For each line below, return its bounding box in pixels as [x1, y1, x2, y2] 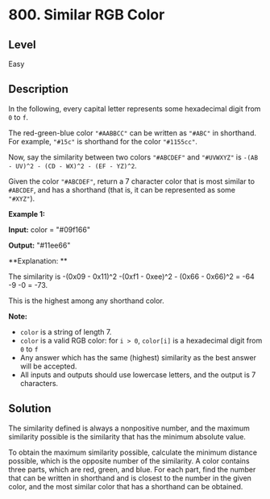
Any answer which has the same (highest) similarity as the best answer [19, 352, 256, 362]
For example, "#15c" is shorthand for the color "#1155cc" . [8, 136, 197, 146]
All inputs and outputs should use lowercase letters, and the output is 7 [19, 369, 256, 380]
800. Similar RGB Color [8, 6, 165, 24]
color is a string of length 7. [19, 326, 112, 336]
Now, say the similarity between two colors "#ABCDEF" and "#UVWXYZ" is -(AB [8, 152, 259, 162]
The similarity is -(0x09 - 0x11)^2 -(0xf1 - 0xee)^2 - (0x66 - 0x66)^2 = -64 [8, 272, 255, 281]
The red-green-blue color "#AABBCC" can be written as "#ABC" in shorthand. [8, 127, 256, 138]
